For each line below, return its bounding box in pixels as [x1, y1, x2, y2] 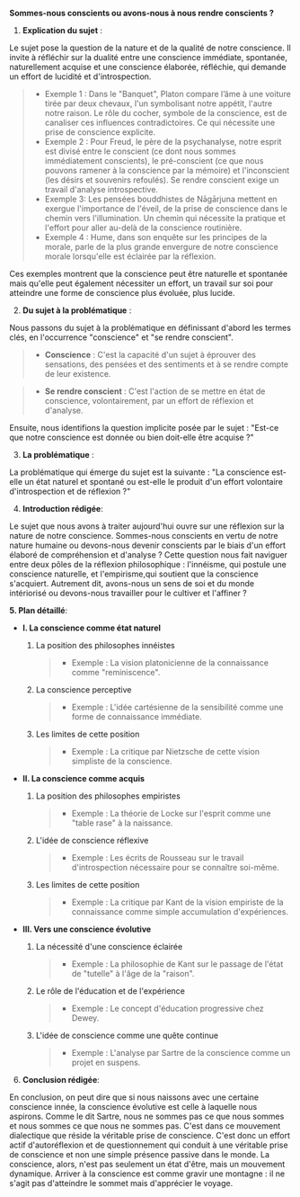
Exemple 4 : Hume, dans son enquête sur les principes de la [44, 232, 268, 242]
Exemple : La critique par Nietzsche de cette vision [71, 746, 260, 756]
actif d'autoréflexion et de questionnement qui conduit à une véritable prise [9, 1139, 289, 1150]
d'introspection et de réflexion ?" [9, 486, 131, 496]
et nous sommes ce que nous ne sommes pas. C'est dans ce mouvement [9, 1121, 281, 1131]
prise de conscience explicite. [44, 127, 155, 138]
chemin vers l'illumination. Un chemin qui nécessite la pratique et [44, 213, 286, 223]
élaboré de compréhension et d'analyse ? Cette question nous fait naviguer [9, 549, 288, 560]
